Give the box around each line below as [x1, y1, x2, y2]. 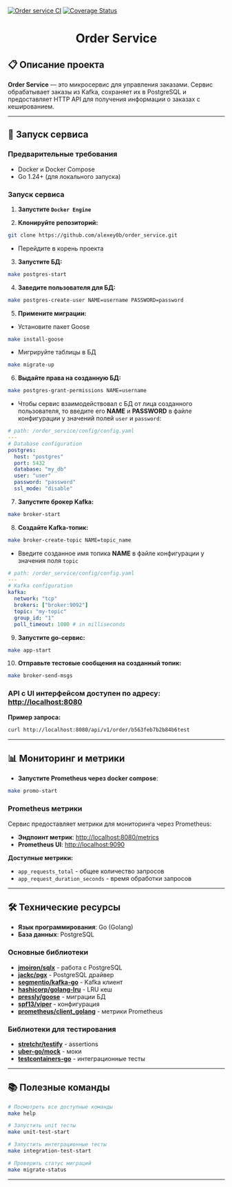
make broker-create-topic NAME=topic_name [8, 537, 131, 544]
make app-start [8, 647, 52, 654]
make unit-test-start [8, 1129, 70, 1135]
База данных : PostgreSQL [17, 930, 95, 939]
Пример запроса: [8, 713, 61, 721]
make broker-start [8, 511, 61, 517]
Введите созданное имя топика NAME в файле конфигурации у [17, 549, 205, 557]
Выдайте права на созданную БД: [17, 374, 121, 382]
